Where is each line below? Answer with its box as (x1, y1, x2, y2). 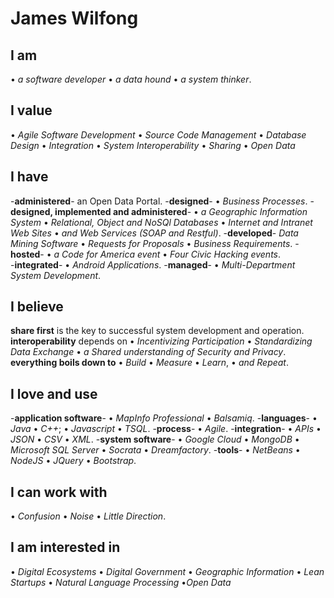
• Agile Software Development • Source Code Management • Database (10, 128, 307, 141)
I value (10, 102, 53, 119)
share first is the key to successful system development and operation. (10, 325, 305, 337)
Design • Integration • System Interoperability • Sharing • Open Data (10, 139, 296, 151)
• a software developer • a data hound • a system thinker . (10, 73, 252, 85)
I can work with (10, 483, 108, 501)
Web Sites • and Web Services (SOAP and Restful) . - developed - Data (10, 227, 299, 239)
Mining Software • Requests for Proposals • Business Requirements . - (10, 237, 300, 249)
